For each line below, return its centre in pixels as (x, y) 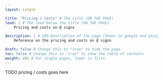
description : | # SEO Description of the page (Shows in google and (76, 36)
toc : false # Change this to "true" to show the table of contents (75, 54)
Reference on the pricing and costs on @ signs (63, 41)
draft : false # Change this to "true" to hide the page (63, 49)
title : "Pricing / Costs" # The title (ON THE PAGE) (59, 18)
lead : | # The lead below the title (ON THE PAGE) (57, 23)
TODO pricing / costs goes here (37, 72)
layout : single (20, 9)
